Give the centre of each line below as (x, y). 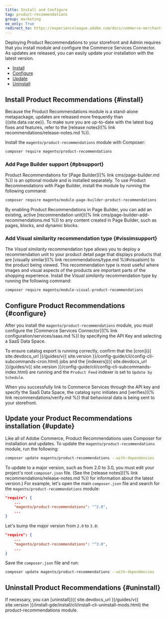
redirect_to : (19, 28)
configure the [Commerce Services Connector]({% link (61, 330)
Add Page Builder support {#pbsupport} (55, 164)
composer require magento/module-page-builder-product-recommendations (81, 200)
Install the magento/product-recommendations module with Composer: (75, 142)
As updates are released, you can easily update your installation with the (80, 53)
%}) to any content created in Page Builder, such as (104, 220)
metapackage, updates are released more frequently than (64, 117)
